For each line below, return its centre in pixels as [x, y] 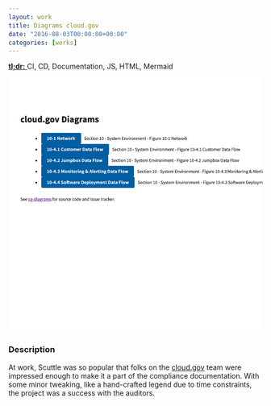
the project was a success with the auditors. [82, 393]
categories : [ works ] [43, 43]
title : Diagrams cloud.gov [54, 25]
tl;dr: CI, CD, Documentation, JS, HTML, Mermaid [91, 66]
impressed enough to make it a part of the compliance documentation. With [134, 375]
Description [32, 350]
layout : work [30, 17]
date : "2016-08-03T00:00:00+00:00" [68, 34]
